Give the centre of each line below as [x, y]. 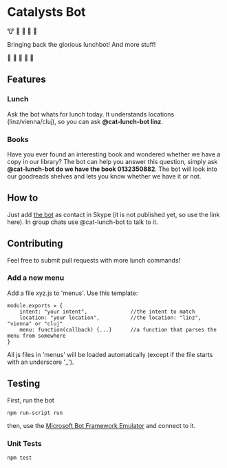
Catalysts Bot [46, 12]
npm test [20, 458]
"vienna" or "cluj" [35, 324]
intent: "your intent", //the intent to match [107, 312]
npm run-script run [35, 413]
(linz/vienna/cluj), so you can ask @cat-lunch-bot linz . [85, 121]
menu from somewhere [37, 336]
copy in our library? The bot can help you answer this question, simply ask [112, 161]
